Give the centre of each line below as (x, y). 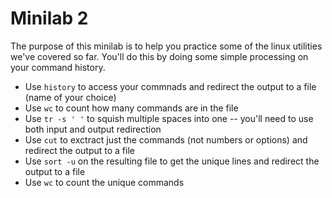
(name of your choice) (70, 97)
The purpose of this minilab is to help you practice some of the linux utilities (166, 46)
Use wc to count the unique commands (104, 182)
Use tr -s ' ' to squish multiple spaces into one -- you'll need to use (169, 118)
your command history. (58, 67)
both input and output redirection (93, 129)
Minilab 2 (49, 18)
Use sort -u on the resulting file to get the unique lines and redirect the (172, 161)
